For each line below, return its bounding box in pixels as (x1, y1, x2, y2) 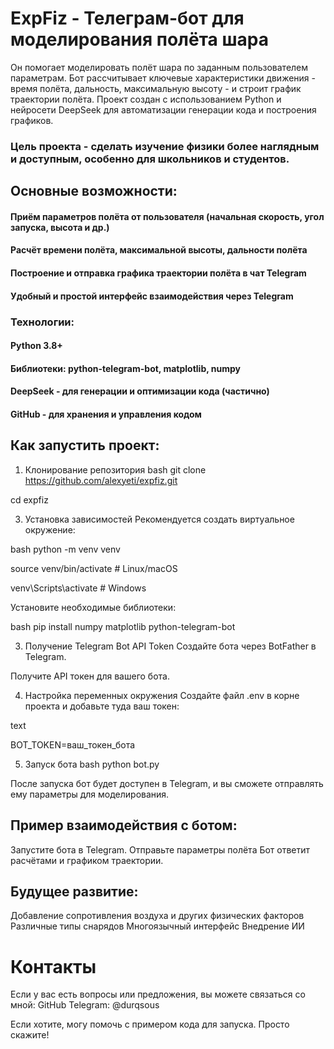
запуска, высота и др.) (10, 221, 110, 233)
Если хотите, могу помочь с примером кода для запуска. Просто (10, 1018, 290, 1031)
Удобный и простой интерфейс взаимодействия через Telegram (10, 290, 294, 302)
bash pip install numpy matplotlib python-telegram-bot (10, 620, 236, 632)
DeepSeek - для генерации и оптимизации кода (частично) (10, 385, 270, 397)
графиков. (10, 114, 54, 126)
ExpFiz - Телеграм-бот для (10, 7, 245, 30)
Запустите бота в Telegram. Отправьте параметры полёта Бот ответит (10, 843, 311, 856)
